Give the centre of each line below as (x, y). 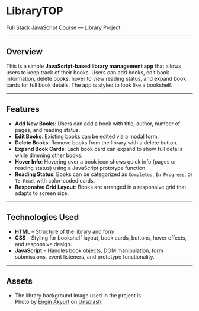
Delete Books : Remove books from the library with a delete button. (96, 142)
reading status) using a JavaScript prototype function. (81, 168)
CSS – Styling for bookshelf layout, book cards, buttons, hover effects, (101, 238)
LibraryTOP (35, 11)
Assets (19, 281)
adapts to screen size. (42, 193)
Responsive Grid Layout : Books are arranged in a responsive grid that (100, 187)
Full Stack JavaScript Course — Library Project (63, 27)
